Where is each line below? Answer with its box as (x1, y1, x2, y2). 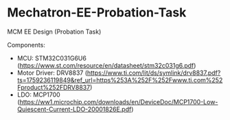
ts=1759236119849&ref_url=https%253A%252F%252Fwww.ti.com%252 (16, 75, 223, 84)
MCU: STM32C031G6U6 (16, 53, 87, 62)
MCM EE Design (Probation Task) (7, 27, 102, 36)
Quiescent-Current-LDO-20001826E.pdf (16, 105, 132, 113)
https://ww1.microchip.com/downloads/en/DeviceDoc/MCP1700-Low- (19, 97, 218, 106)
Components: (7, 40, 46, 49)
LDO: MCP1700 (16, 91, 60, 99)
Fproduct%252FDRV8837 (16, 83, 91, 91)
